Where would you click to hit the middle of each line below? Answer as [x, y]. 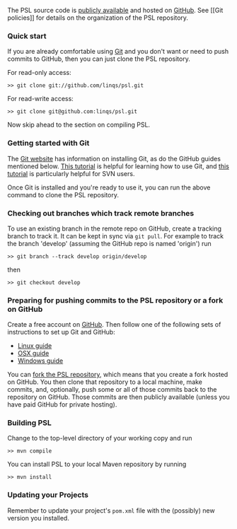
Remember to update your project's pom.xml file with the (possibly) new [111, 510]
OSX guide [33, 354]
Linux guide [35, 346]
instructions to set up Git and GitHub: [61, 332]
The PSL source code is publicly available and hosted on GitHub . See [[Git [115, 10]
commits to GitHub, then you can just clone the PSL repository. [99, 59]
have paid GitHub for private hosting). [62, 405]
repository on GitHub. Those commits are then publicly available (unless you [118, 397]
